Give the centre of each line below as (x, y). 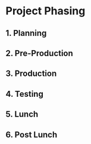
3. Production (31, 74)
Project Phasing (45, 11)
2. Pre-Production (40, 53)
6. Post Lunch (32, 135)
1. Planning (26, 33)
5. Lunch (22, 114)
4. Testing (25, 94)
